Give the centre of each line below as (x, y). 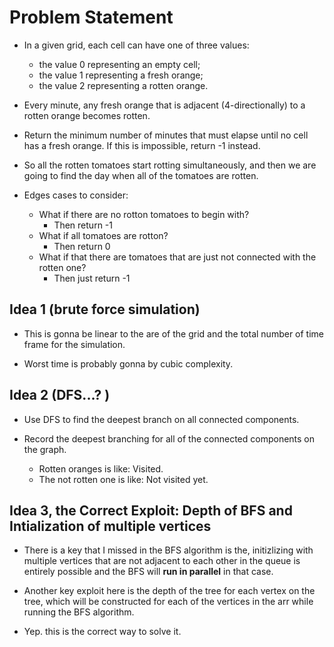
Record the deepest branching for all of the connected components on (169, 438)
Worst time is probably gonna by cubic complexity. (128, 363)
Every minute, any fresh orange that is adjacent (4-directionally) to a (164, 105)
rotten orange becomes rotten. (87, 115)
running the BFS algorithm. (79, 612)
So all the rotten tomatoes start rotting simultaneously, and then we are (170, 165)
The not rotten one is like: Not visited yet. (123, 479)
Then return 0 (82, 246)
